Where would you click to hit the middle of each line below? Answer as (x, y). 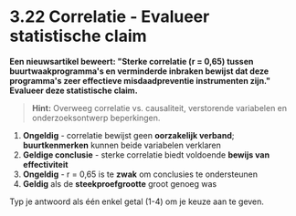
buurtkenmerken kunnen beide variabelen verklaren (122, 145)
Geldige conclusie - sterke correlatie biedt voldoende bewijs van (146, 154)
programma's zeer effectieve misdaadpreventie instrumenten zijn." (140, 80)
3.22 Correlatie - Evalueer (110, 17)
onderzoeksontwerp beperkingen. (96, 118)
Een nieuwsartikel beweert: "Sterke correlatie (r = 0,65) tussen (132, 61)
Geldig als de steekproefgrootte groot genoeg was (120, 183)
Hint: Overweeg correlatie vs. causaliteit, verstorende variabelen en (159, 108)
